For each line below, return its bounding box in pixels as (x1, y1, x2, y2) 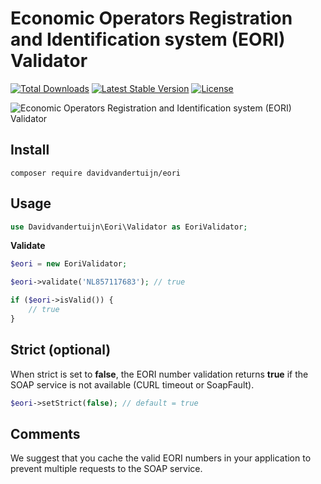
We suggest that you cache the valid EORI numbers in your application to (10, 452, 312, 464)
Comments (10, 425, 81, 442)
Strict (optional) (10, 342, 112, 359)
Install (10, 142, 50, 159)
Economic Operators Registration (10, 7, 293, 30)
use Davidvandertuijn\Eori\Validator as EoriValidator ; (10, 222, 248, 232)
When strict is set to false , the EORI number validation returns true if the (10, 368, 309, 380)
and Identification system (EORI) (10, 28, 286, 51)
